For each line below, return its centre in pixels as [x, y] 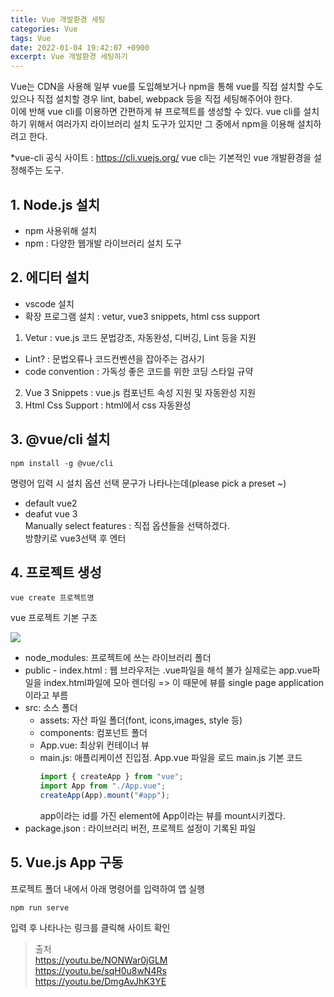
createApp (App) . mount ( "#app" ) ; [105, 796]
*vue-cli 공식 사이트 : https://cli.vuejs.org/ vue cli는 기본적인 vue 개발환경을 [161, 158]
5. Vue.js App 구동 [67, 862]
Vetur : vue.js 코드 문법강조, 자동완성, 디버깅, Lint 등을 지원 [140, 337]
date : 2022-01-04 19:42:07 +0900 [80, 47]
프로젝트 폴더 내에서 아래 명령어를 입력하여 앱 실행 [107, 888]
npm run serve [40, 907]
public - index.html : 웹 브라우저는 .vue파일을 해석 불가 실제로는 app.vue [168, 670]
